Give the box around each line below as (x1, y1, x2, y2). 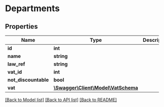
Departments (5, 3, 60, 14)
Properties (5, 22, 38, 31)
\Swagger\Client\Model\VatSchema (53, 85, 138, 91)
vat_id (7, 69, 22, 75)
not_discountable (7, 76, 49, 83)
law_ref (7, 61, 25, 67)
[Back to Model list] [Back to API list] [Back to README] (5, 97, 117, 103)
